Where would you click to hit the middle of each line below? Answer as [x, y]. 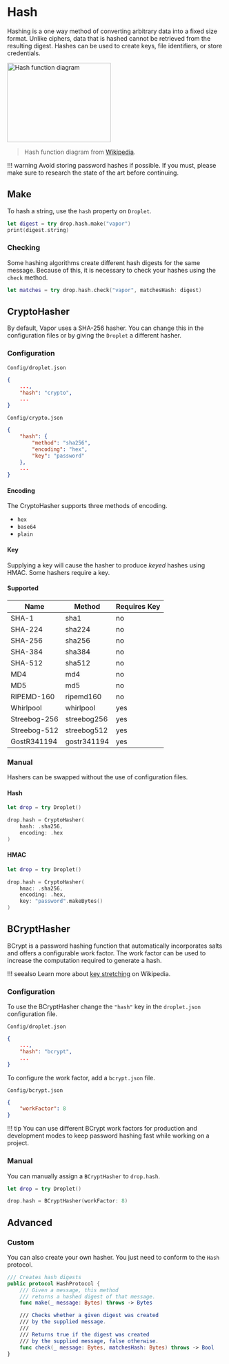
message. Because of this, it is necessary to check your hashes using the [111, 270]
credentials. [24, 53]
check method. [28, 277]
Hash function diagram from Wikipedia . [80, 152]
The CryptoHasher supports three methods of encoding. [87, 506]
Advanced [30, 1222]
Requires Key [138, 606]
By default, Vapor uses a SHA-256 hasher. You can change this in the [106, 328]
